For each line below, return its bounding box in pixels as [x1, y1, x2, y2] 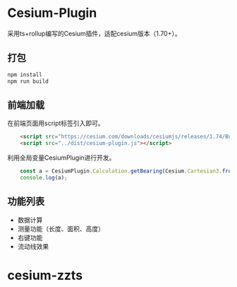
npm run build [7, 78, 49, 85]
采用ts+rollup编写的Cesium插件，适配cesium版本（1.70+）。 [7, 29, 181, 37]
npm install [7, 71, 42, 78]
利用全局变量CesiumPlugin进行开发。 [7, 153, 116, 162]
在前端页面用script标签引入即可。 [7, 119, 104, 128]
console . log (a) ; [20, 174, 68, 181]
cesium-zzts [7, 267, 83, 283]
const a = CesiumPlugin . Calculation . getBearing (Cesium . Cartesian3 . [20, 168, 222, 175]
